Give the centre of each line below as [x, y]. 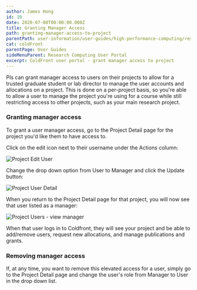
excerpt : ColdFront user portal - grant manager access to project [90, 60]
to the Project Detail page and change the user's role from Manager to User [97, 275]
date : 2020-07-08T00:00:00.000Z [45, 22]
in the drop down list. [32, 281]
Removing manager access [46, 255]
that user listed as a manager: [42, 205]
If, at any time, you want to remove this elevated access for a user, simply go [98, 269]
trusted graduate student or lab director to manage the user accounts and [95, 83]
